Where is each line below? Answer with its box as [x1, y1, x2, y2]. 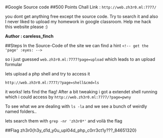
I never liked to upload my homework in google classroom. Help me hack [5, 19, 151, 24]
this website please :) [5, 24, 48, 30]
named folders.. [5, 109, 37, 114]
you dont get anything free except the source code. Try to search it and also [5, 14, 159, 19]
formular [5, 62, 22, 67]
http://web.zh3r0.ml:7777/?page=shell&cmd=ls [5, 80, 99, 85]
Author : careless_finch [5, 34, 54, 39]
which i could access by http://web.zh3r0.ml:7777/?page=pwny [5, 94, 131, 100]
